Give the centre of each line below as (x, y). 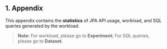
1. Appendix (24, 8)
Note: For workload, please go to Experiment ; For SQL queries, (83, 35)
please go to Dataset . (40, 41)
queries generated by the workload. (42, 26)
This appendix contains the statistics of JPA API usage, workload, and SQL (83, 20)
